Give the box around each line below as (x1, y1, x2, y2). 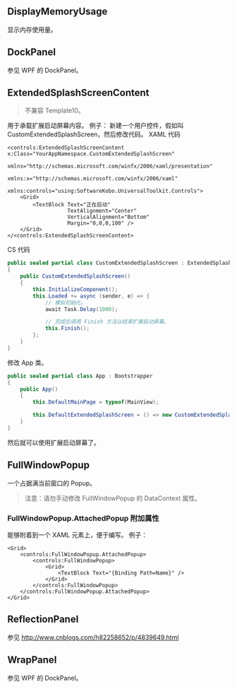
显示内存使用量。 (7, 25, 57, 34)
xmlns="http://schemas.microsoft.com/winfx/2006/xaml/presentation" (7, 163, 213, 170)
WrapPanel (7, 654, 57, 666)
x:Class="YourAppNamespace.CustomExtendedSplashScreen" (7, 151, 175, 158)
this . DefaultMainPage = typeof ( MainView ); (32, 399, 159, 406)
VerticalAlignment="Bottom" (67, 213, 150, 221)
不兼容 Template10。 (24, 106, 85, 115)
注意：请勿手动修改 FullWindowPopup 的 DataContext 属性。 (24, 494, 201, 502)
